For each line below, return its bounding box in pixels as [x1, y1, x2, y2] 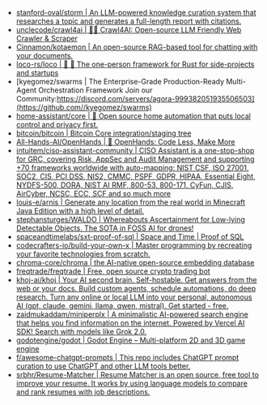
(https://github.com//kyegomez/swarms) [15, 102, 152, 112]
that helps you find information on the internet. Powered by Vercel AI [15, 318, 245, 328]
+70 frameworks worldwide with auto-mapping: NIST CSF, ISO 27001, [15, 163, 249, 172]
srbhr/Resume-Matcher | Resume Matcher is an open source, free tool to [15, 370, 259, 379]
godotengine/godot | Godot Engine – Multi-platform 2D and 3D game [15, 335, 246, 345]
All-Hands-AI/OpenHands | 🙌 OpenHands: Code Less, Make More [15, 137, 235, 146]
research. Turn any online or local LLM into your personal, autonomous [15, 292, 252, 302]
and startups [15, 68, 59, 77]
